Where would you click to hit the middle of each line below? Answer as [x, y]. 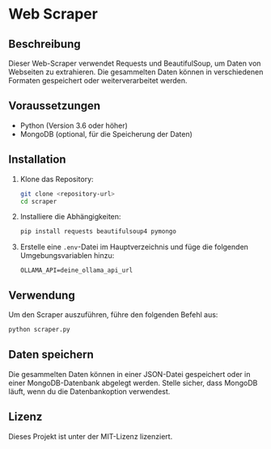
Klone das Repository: [57, 179]
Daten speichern [51, 355]
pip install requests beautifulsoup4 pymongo [98, 231]
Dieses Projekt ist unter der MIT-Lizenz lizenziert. [91, 436]
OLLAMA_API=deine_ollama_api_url [76, 271]
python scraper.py [39, 330]
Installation [37, 160]
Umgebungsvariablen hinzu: [67, 256]
